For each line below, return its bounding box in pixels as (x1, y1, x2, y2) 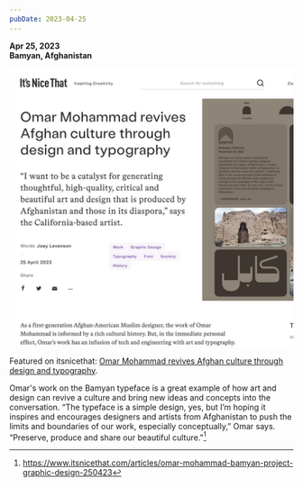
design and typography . (9, 365, 98, 375)
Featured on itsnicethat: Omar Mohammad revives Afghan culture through (9, 356, 284, 366)
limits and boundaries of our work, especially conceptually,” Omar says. (9, 420, 276, 431)
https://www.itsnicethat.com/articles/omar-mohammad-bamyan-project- (22, 457, 294, 468)
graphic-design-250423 (22, 467, 113, 478)
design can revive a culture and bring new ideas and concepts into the (9, 392, 271, 402)
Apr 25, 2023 (9, 41, 60, 51)
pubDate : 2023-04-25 (9, 14, 87, 23)
